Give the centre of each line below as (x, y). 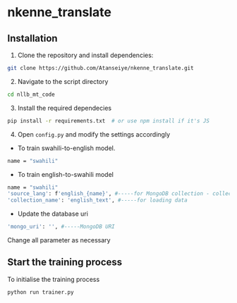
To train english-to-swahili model (66, 174)
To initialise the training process (54, 279)
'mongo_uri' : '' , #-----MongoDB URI (61, 227)
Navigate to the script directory (63, 81)
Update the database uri (53, 214)
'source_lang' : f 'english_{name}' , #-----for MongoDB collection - (109, 194)
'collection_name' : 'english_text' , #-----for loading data (98, 200)
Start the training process (65, 262)
